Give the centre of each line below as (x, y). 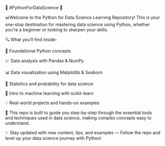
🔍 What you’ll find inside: (31, 40)
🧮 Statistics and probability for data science (49, 84)
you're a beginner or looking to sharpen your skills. (57, 30)
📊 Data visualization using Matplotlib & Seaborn (54, 72)
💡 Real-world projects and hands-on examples (52, 103)
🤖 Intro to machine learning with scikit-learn (49, 93)
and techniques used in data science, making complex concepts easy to (78, 118)
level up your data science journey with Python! (53, 138)
